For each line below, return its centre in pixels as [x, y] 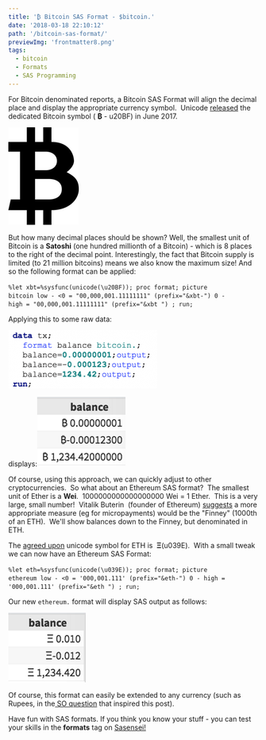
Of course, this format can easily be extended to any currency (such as [125, 695]
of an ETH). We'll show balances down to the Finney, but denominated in [128, 521]
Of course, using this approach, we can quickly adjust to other [110, 479]
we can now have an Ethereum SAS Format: [80, 554]
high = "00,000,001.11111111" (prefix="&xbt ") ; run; [101, 304]
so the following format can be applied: [72, 271]
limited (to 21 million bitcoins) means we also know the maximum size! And [130, 263]
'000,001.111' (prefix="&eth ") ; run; [74, 586]
